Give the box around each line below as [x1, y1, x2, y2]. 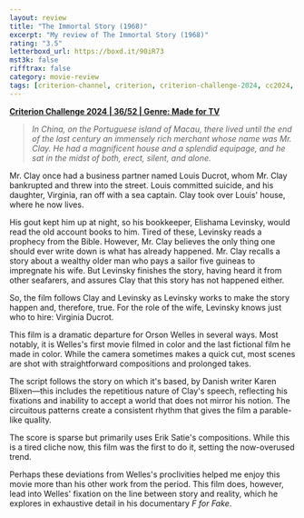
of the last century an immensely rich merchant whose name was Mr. [31, 133, 292, 144]
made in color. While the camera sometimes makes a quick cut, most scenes [9, 348, 296, 359]
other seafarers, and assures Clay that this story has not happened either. [9, 274, 285, 285]
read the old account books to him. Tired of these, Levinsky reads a [9, 226, 262, 237]
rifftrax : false [9, 65, 71, 74]
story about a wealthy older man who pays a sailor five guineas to [9, 255, 256, 266]
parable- [260, 404, 292, 415]
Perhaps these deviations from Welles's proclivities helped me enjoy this [9, 469, 280, 480]
